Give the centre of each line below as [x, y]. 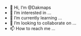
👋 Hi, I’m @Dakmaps [30, 8]
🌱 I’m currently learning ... [36, 18]
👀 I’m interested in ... [30, 13]
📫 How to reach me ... [32, 28]
